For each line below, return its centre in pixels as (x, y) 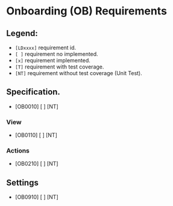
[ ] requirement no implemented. (56, 54)
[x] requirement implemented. (52, 60)
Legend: (22, 33)
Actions (18, 151)
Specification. (33, 92)
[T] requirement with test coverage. (59, 67)
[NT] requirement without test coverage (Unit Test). (79, 73)
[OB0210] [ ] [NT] (36, 164)
